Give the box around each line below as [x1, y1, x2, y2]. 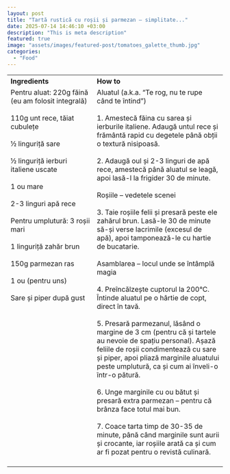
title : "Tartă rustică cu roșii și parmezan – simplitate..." [7, 16, 188, 23]
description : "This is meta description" [7, 29, 127, 36]
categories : [7, 49, 41, 55]
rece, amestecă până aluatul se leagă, [97, 164, 218, 174]
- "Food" [13, 55, 38, 62]
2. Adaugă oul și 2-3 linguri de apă [97, 155, 210, 165]
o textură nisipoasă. [97, 138, 160, 148]
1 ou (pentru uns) [10, 275, 67, 285]
